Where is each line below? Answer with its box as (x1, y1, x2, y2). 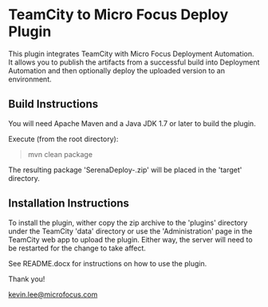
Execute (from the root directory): (8, 134, 119, 144)
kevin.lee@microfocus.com (8, 289, 98, 299)
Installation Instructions (8, 197, 130, 211)
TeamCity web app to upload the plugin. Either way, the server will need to (8, 234, 253, 244)
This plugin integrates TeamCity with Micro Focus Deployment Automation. (8, 49, 254, 58)
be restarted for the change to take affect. (8, 243, 146, 253)
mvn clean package (27, 149, 93, 159)
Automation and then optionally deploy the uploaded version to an (8, 65, 226, 75)
